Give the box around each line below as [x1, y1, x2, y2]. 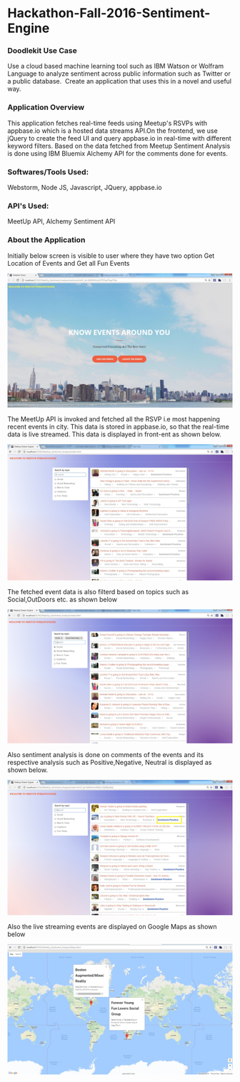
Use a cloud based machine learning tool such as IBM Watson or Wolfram [7, 62, 224, 71]
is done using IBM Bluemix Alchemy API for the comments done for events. [7, 149, 229, 158]
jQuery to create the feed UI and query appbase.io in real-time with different [7, 134, 232, 142]
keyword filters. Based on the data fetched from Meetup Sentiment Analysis [7, 141, 231, 150]
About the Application [7, 235, 86, 245]
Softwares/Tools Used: [7, 166, 89, 176]
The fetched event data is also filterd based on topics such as [7, 587, 189, 596]
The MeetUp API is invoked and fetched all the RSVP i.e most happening [7, 415, 220, 424]
